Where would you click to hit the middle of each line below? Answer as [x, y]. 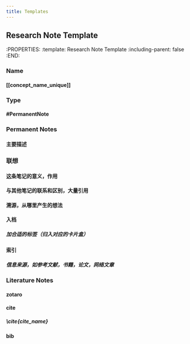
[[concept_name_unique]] [38, 85]
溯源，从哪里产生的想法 [34, 205]
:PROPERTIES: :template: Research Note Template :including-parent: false [95, 49]
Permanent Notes [32, 129]
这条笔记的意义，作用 [32, 176]
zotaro [14, 294]
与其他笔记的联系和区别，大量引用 [47, 191]
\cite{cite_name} [27, 321]
